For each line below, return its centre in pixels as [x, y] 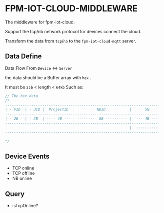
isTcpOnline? [25, 206]
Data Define [23, 56]
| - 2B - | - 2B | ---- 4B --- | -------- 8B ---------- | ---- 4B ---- [83, 119]
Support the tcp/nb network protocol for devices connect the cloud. [73, 31]
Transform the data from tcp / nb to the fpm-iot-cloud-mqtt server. [71, 41]
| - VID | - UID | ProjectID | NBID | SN [77, 110]
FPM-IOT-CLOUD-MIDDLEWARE [72, 9]
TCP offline [23, 173]
